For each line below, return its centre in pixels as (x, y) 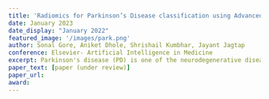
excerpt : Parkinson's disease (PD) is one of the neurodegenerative (125, 61)
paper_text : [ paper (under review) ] (69, 68)
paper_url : (26, 75)
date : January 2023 (41, 23)
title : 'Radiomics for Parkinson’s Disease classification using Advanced (136, 16)
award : (19, 82)
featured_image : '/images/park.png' (69, 38)
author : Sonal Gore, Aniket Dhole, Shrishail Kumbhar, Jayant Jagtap (127, 46)
